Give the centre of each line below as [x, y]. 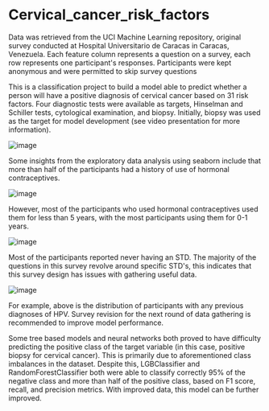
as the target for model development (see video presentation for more [124, 121]
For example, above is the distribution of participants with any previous [126, 305]
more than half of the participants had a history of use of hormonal [119, 169]
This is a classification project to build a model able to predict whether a [128, 87]
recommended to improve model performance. [86, 323]
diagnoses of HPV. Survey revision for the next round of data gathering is [130, 314]
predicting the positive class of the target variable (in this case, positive [127, 347]
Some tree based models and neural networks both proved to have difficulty [135, 338]
